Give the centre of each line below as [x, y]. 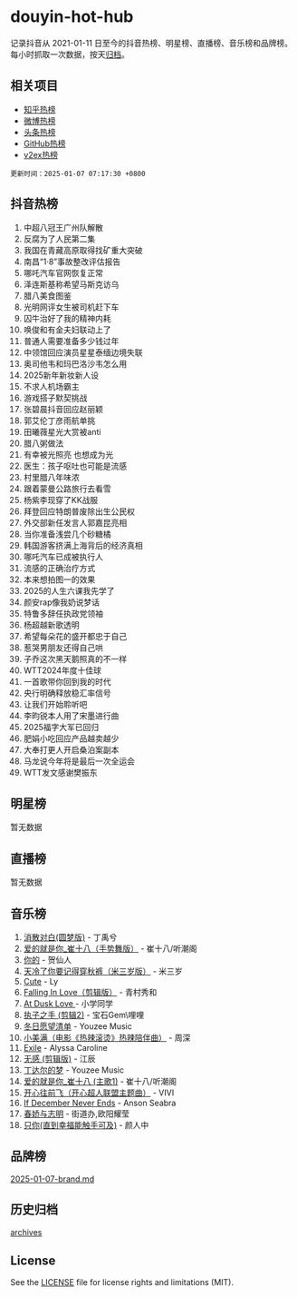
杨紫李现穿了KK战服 [61, 500]
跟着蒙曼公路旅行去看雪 [67, 489]
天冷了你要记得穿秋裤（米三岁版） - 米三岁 [103, 971]
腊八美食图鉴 [47, 295]
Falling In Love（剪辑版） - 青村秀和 [90, 992]
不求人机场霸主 [51, 386]
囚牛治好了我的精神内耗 [67, 318]
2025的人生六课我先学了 [69, 590]
